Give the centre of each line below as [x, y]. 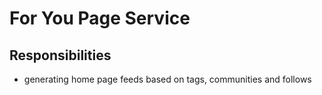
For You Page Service [100, 18]
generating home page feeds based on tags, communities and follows [167, 79]
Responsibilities [60, 55]
